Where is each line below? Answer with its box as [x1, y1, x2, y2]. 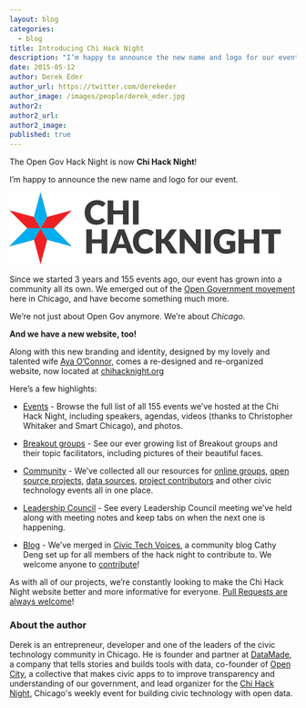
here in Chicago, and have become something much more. [9, 293, 229, 305]
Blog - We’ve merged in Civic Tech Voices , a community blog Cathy [22, 539, 277, 551]
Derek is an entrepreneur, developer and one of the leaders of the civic [9, 640, 276, 651]
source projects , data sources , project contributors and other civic [22, 475, 272, 486]
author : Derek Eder [9, 73, 84, 82]
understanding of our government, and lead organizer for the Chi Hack [9, 678, 275, 689]
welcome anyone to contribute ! [22, 559, 139, 570]
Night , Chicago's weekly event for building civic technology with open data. [9, 688, 293, 699]
